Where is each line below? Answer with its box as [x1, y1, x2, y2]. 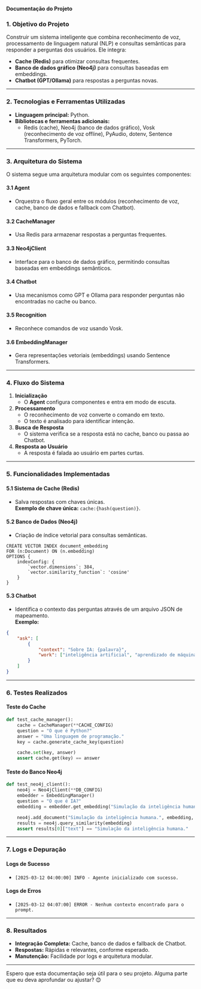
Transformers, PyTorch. [23, 136, 83, 144]
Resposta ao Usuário [14, 443, 68, 451]
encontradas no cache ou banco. [14, 297, 97, 305]
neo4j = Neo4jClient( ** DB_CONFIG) [17, 787, 103, 793]
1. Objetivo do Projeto [6, 20, 69, 28]
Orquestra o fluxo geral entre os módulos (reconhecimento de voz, [14, 197, 179, 205]
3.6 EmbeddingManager [6, 338, 68, 346]
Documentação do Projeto [6, 5, 73, 12]
